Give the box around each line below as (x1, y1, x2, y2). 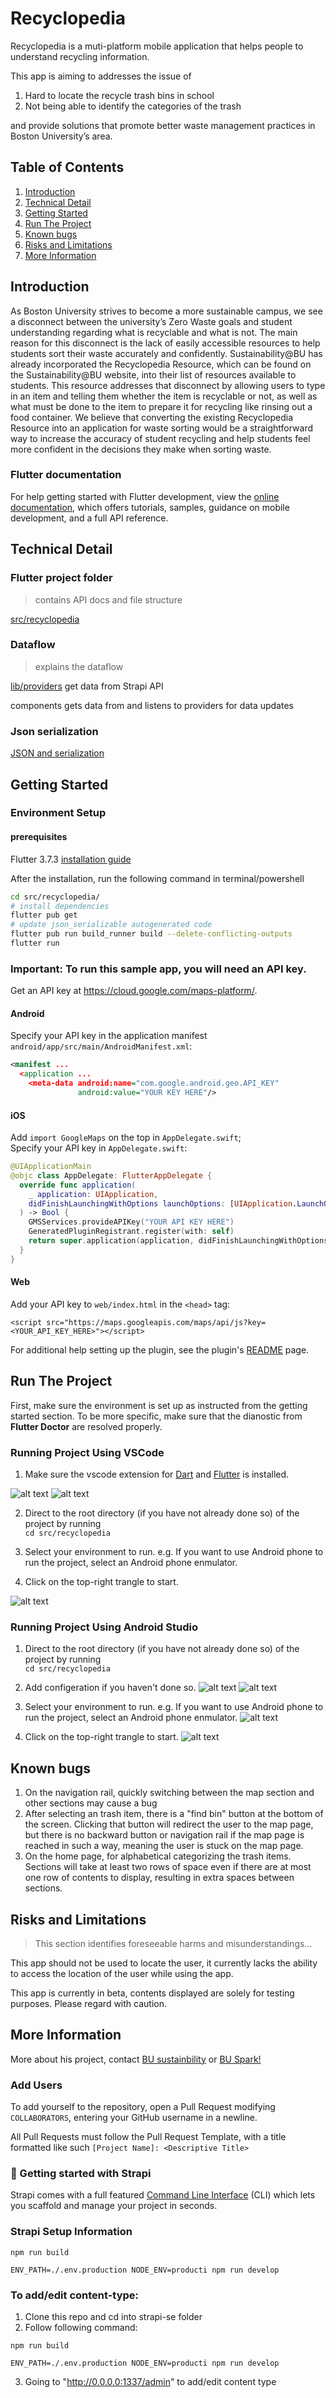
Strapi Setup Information (10, 2225, 133, 2239)
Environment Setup (10, 806, 107, 820)
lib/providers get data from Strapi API (10, 680, 164, 692)
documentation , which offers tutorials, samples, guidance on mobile (10, 501, 290, 513)
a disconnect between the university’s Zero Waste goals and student (10, 315, 293, 327)
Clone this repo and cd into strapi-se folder (24, 2310, 203, 2322)
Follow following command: (24, 2321, 138, 2333)
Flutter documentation (10, 468, 122, 482)
